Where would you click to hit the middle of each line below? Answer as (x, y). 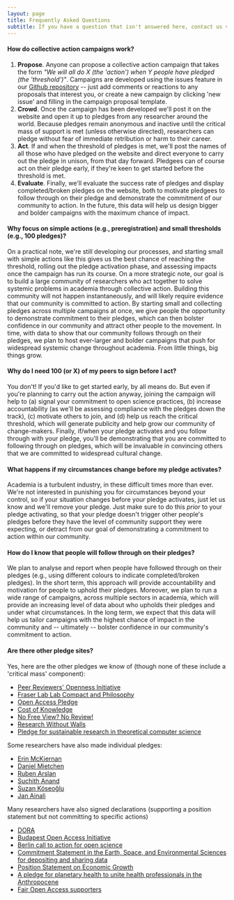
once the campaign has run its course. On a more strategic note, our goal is (116, 273)
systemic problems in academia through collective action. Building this (108, 288)
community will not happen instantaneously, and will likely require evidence (116, 296)
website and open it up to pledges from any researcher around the (112, 116)
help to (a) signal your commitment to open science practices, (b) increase (114, 401)
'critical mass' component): (46, 673)
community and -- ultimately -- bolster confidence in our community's (108, 627)
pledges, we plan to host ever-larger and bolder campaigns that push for (111, 340)
